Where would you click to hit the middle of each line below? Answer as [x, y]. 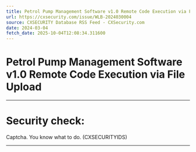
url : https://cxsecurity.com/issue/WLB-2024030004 [69, 17]
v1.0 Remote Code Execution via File [96, 75]
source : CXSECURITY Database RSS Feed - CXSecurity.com [75, 22]
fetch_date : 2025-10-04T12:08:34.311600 [56, 33]
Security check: [45, 121]
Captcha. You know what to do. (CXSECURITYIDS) [66, 137]
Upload [24, 87]
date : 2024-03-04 [27, 28]
